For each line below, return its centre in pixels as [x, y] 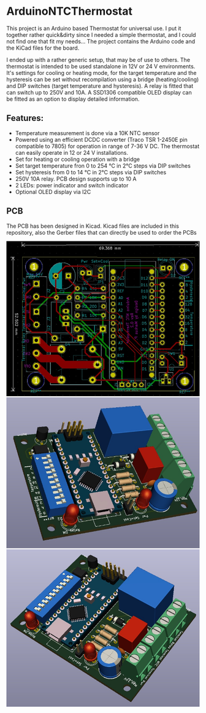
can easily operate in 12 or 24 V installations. [72, 152]
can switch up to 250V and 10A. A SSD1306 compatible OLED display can [99, 92]
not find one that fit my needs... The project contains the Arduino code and [101, 41]
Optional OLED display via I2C [53, 192]
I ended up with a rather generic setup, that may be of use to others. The [98, 60]
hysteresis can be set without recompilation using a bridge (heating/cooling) [103, 79]
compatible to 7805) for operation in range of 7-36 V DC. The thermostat [107, 146]
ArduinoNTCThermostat [70, 11]
